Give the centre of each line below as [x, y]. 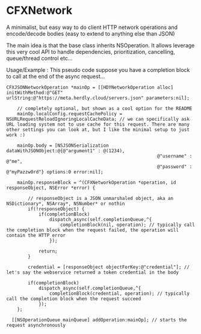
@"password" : [175, 167]
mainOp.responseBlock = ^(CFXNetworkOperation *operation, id [97, 182]
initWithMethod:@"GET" [35, 92]
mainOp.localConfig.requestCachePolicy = [70, 114]
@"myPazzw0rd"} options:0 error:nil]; [55, 172]
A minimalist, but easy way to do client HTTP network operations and [92, 27]
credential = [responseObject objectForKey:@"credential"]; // [109, 267]
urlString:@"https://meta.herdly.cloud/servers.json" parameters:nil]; [98, 98]
